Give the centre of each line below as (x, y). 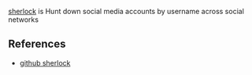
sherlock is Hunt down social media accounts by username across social (126, 11)
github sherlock (45, 62)
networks (24, 20)
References (37, 44)
